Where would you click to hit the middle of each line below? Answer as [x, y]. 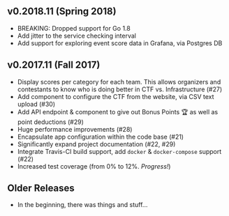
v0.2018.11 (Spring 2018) [62, 11]
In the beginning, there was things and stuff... [82, 205]
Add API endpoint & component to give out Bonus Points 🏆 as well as [118, 111]
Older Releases [41, 188]
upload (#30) [36, 104]
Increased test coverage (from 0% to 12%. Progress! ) [94, 166]
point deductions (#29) [50, 122]
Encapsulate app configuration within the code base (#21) [100, 137]
